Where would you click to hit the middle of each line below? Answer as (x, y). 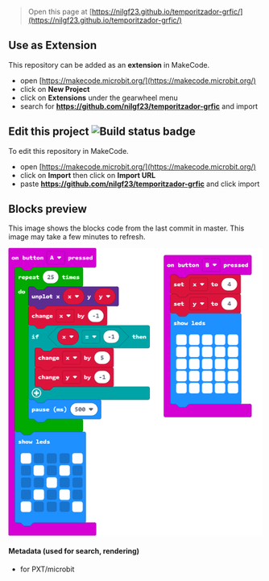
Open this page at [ (60, 12)
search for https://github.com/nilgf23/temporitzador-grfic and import (139, 106)
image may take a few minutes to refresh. (77, 237)
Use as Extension (53, 46)
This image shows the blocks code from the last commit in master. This (126, 228)
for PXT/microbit (47, 569)
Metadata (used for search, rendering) (74, 551)
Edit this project (49, 132)
